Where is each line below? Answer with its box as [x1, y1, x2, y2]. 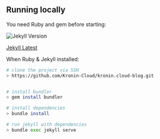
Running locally [6, 5, 66, 15]
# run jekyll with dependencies [6, 122, 87, 128]
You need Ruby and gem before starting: [6, 20, 107, 28]
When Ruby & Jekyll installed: [6, 55, 80, 62]
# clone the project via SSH [6, 67, 79, 73]
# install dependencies [6, 105, 66, 111]
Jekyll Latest [6, 44, 38, 51]
